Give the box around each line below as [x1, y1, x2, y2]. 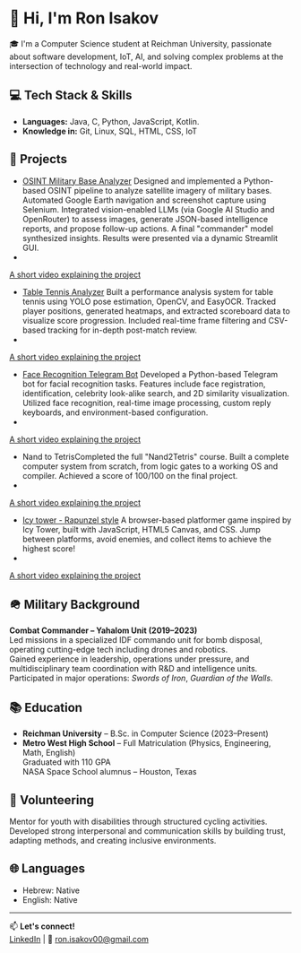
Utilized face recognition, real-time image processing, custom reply [21, 397, 271, 408]
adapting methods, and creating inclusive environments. [9, 836, 217, 845]
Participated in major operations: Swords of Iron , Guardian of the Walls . [9, 672, 273, 684]
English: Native [21, 894, 78, 905]
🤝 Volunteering [9, 793, 95, 808]
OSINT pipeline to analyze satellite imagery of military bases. [47, 185, 272, 195]
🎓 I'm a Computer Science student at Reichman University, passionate [9, 38, 272, 48]
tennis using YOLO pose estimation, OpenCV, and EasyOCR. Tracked [21, 296, 276, 307]
